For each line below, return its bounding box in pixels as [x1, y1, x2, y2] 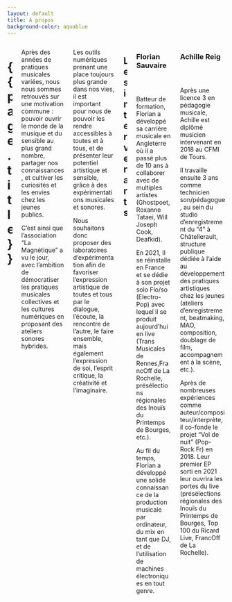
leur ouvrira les [179, 474, 223, 483]
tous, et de [73, 144, 104, 153]
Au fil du [136, 446, 161, 455]
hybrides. [21, 342, 48, 351]
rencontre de [73, 320, 110, 328]
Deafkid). [136, 235, 163, 243]
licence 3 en [179, 93, 215, 101]
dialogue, [73, 305, 100, 313]
